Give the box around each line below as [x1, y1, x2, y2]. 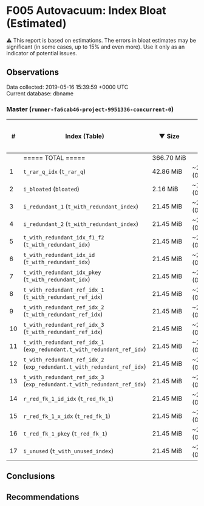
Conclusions [6, 471, 55, 482]
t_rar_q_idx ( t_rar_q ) [23, 168, 86, 176]
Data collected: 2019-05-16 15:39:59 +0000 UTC [6, 83, 129, 91]
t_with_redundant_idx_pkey [23, 269, 101, 276]
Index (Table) [65, 132, 104, 140]
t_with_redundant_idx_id [23, 251, 95, 259]
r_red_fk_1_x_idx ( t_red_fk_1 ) [23, 412, 111, 420]
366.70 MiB [152, 154, 186, 162]
